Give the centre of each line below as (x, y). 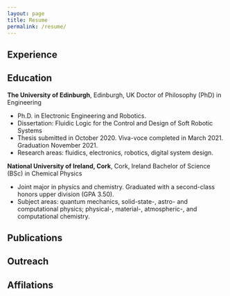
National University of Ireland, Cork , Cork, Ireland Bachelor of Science (109, 166)
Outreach (28, 262)
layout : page (26, 14)
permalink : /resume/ (37, 26)
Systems (30, 130)
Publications (35, 237)
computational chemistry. (53, 216)
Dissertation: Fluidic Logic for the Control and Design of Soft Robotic (115, 123)
